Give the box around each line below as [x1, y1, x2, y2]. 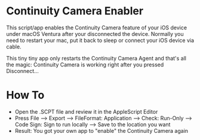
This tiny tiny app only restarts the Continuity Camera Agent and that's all [6, 54, 187, 62]
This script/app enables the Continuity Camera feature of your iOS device [6, 24, 187, 31]
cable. [6, 43, 22, 50]
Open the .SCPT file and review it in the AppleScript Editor [14, 108, 158, 115]
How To [6, 89, 45, 102]
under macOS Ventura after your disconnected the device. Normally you [6, 30, 184, 37]
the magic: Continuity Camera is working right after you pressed [6, 61, 164, 68]
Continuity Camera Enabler [6, 4, 144, 18]
